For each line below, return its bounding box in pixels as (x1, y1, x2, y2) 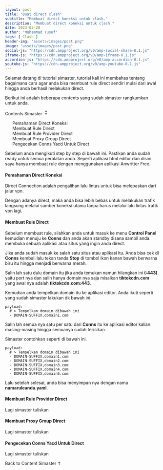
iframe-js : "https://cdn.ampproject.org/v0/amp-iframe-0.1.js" (5, 52, 137, 58)
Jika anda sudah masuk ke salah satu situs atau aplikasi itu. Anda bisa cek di (5, 250, 159, 256)
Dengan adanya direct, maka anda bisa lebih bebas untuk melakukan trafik (5, 197, 155, 203)
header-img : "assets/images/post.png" (5, 39, 84, 44)
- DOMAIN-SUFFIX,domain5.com (9, 371, 69, 376)
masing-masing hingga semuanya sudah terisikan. (5, 326, 106, 332)
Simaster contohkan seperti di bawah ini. (5, 336, 87, 342)
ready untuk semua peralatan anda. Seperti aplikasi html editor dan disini (5, 156, 152, 162)
